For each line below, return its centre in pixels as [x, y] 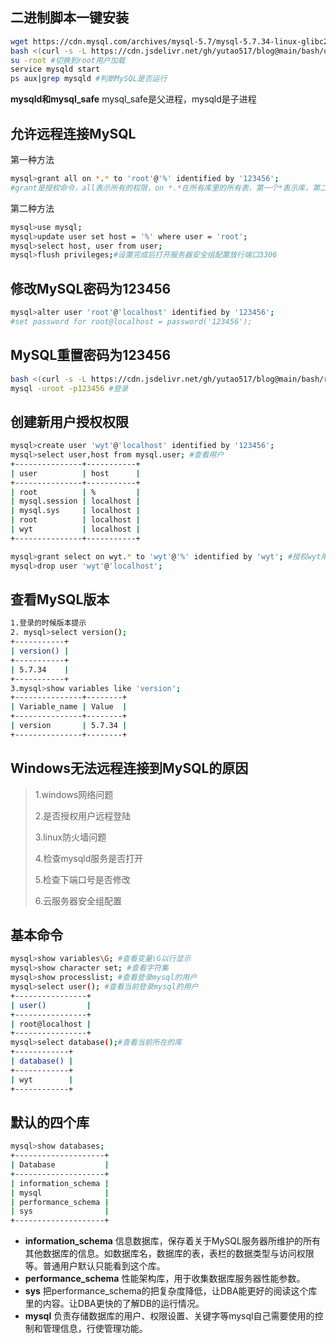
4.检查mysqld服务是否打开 [89, 858]
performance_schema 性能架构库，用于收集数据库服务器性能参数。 [165, 1279]
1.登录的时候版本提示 [48, 623]
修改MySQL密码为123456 [91, 288]
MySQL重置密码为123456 [91, 355]
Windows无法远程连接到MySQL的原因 [129, 768]
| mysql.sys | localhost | [75, 511]
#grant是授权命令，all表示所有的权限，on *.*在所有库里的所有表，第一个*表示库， [161, 188]
